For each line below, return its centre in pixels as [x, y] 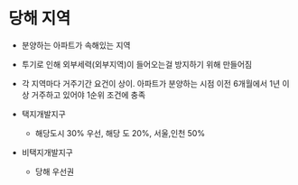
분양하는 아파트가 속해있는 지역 [76, 45]
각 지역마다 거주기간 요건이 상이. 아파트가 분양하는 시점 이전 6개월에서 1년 [151, 83]
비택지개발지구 [47, 152]
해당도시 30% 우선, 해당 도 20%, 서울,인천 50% [120, 133]
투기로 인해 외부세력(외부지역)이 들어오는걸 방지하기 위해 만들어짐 [137, 64]
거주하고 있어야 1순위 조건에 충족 [88, 95]
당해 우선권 [54, 171]
